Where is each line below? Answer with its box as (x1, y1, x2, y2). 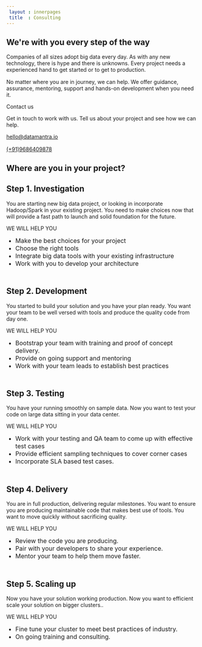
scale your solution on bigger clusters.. (6, 601, 104, 609)
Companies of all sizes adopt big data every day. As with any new (6, 53, 171, 61)
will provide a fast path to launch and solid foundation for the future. (6, 212, 177, 220)
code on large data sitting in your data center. (6, 411, 120, 418)
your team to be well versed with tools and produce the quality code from (6, 309, 190, 316)
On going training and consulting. (15, 632, 111, 641)
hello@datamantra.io (6, 133, 59, 141)
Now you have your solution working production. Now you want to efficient (6, 595, 194, 602)
